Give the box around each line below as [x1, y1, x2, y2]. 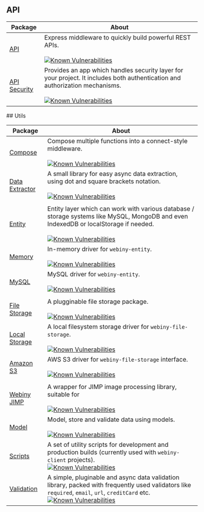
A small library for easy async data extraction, [47, 169, 178, 178]
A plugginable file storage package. [47, 297, 149, 306]
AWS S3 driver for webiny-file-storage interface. [47, 355, 188, 363]
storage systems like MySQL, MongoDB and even [47, 212, 188, 220]
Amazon [9, 359, 33, 367]
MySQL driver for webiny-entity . [47, 270, 140, 278]
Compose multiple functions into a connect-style [47, 136, 188, 145]
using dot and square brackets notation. [47, 177, 161, 185]
